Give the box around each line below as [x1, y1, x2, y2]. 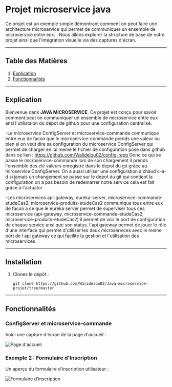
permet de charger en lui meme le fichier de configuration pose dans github [5, 146, 165, 152]
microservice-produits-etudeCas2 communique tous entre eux [30, 200, 163, 206]
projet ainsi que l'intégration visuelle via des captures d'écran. [5, 37, 137, 43]
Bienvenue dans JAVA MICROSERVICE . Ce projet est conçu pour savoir [5, 109, 157, 115]
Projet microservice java [5, 4, 111, 15]
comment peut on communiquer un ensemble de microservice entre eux [5, 114, 158, 121]
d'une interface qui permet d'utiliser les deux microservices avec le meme [5, 227, 162, 233]
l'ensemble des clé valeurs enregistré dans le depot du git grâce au [5, 163, 147, 169]
